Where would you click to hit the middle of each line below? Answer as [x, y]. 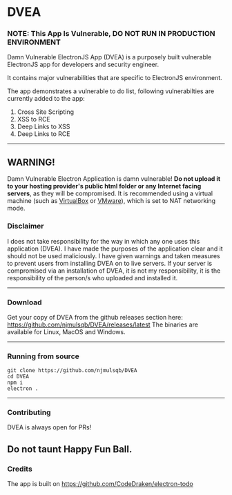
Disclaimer [26, 226]
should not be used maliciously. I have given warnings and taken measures [114, 255]
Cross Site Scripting [46, 112]
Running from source [43, 356]
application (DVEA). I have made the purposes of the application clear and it [115, 249]
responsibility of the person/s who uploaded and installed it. [93, 278]
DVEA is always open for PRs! [49, 427]
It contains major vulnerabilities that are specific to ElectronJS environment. [115, 78]
